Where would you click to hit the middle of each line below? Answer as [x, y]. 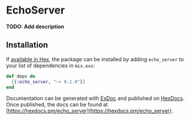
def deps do [21, 76]
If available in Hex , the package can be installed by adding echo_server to [95, 59]
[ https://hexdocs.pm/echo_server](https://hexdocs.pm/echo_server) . [90, 111]
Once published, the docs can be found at [57, 105]
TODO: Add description [35, 26]
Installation [27, 45]
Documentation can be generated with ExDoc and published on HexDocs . [95, 98]
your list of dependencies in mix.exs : [51, 65]
